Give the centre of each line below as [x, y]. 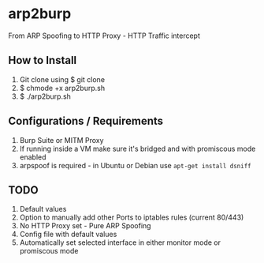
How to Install [43, 60]
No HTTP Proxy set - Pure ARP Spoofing [85, 226]
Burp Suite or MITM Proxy [61, 140]
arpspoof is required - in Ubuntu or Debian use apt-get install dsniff [135, 165]
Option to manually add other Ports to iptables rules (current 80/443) [132, 217]
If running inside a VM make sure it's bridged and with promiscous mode [138, 148]
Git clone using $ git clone [62, 79]
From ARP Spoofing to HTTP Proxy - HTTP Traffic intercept [104, 36]
